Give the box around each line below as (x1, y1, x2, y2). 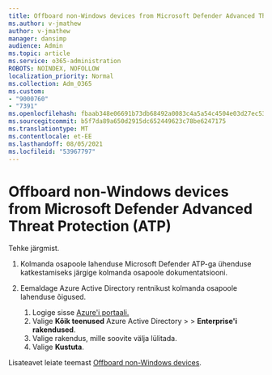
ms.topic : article (8, 49, 70, 58)
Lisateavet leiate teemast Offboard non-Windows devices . (8, 358, 202, 368)
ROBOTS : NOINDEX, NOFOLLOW (8, 65, 100, 73)
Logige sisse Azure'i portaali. (32, 308, 130, 317)
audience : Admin (8, 42, 63, 50)
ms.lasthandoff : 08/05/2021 (8, 139, 104, 148)
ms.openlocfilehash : (8, 110, 79, 118)
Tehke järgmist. (8, 244, 60, 254)
